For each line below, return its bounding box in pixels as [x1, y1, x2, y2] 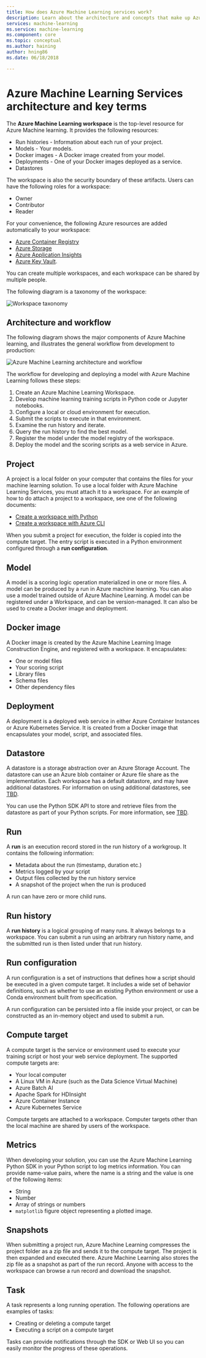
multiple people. [6, 276, 47, 283]
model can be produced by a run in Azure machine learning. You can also [6, 585, 192, 592]
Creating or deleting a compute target [15, 1320, 111, 1327]
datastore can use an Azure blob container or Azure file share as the [6, 771, 179, 778]
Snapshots [6, 1225, 49, 1235]
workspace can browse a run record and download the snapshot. [6, 1267, 172, 1275]
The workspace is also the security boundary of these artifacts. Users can [6, 176, 194, 183]
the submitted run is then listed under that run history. [6, 940, 142, 947]
